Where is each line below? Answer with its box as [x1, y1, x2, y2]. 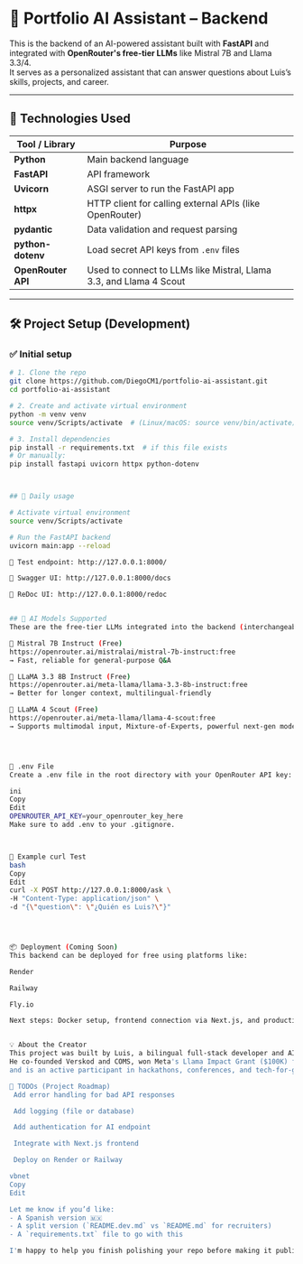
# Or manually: [9, 451, 67, 460]
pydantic [14, 223, 53, 236]
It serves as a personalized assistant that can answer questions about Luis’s [9, 67, 291, 78]
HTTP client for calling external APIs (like [87, 197, 261, 209]
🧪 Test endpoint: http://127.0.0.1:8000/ [9, 557, 168, 567]
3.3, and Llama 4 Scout [87, 274, 186, 287]
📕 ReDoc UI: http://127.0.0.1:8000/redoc [9, 590, 168, 599]
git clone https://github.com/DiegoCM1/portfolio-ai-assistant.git [9, 376, 269, 386]
